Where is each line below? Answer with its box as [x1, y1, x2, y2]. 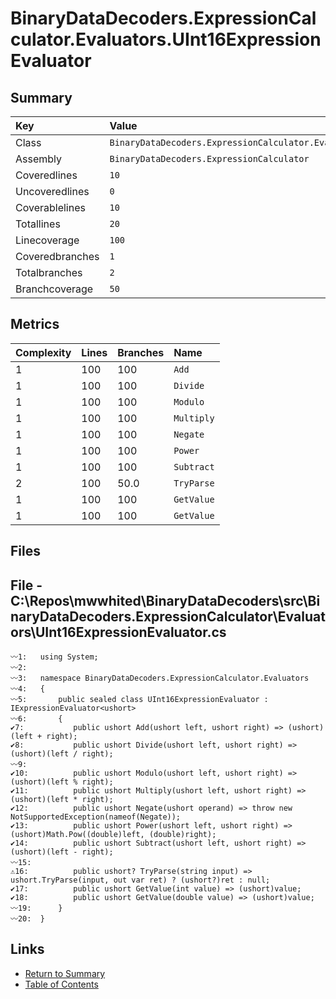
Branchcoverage [15, 282, 94, 296]
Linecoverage [15, 233, 80, 247]
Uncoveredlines [15, 185, 90, 198]
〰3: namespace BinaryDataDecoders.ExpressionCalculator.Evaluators [10, 673, 310, 684]
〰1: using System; [10, 652, 99, 662]
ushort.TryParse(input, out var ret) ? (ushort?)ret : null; [10, 875, 271, 886]
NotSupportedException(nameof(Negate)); [10, 812, 182, 822]
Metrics [10, 316, 60, 333]
